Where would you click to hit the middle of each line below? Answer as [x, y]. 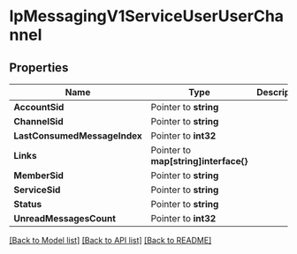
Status [28, 204]
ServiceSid [37, 190]
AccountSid [39, 107]
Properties [39, 67]
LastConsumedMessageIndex [78, 136]
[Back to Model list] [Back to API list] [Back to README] [110, 240]
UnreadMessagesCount [65, 218]
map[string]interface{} [199, 161]
